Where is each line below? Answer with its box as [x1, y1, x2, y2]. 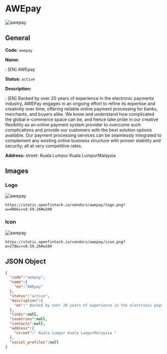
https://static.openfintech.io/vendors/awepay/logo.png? [5, 202, 126, 208]
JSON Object [5, 257, 46, 266]
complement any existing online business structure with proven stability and [5, 137, 161, 143]
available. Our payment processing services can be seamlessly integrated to [5, 132, 162, 138]
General [5, 34, 31, 42]
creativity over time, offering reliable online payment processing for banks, [5, 105, 158, 112]
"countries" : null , [9, 317, 48, 322]
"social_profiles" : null [9, 340, 59, 345]
